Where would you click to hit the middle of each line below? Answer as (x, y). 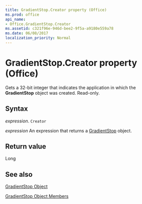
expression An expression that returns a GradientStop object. (68, 130)
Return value (26, 147)
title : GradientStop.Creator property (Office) (56, 10)
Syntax (17, 109)
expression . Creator (26, 121)
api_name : (16, 19)
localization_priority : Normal (38, 38)
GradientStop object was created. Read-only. (52, 93)
